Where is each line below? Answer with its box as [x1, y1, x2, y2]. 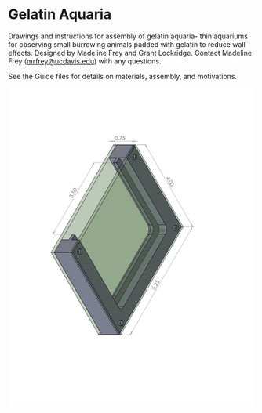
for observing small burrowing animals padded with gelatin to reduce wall [8, 39, 246, 49]
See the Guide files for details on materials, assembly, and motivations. [8, 71, 238, 81]
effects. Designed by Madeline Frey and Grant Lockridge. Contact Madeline [8, 48, 253, 57]
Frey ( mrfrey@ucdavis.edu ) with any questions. [8, 56, 162, 66]
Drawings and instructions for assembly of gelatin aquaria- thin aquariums [8, 31, 249, 41]
